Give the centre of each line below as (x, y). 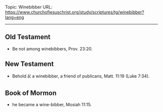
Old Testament (28, 37)
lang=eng (15, 17)
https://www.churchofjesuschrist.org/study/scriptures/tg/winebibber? (75, 12)
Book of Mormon (31, 93)
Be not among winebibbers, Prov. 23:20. (52, 48)
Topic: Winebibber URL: (29, 7)
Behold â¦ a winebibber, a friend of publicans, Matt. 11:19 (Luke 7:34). (81, 76)
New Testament (30, 64)
